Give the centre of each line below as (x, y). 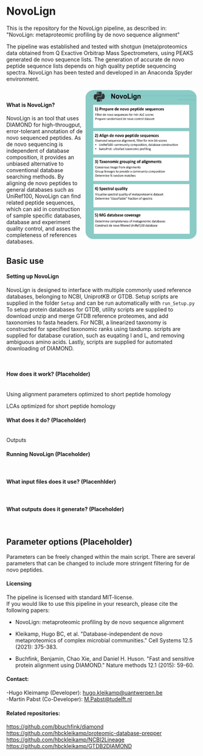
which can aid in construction (43, 209)
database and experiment (38, 222)
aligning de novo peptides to (42, 183)
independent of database (38, 151)
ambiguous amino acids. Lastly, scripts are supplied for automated (90, 342)
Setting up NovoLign (33, 277)
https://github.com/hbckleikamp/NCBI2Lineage (65, 740)
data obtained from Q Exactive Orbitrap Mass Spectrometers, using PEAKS (100, 53)
